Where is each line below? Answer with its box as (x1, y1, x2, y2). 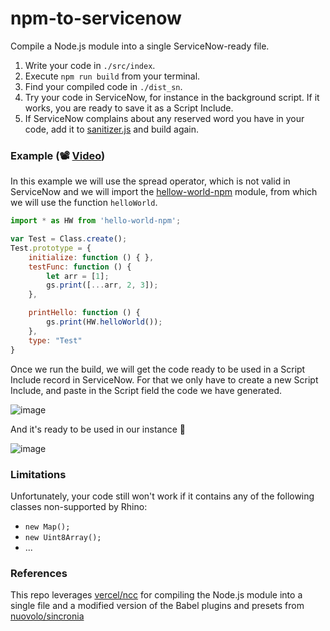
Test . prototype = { (10, 243, 92, 253)
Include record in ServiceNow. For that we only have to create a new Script (10, 373, 319, 386)
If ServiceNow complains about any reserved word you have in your (24, 112, 305, 124)
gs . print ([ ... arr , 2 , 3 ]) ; (46, 280, 159, 291)
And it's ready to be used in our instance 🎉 (10, 423, 186, 435)
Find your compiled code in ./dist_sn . (24, 80, 183, 92)
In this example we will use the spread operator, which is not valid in (10, 175, 291, 187)
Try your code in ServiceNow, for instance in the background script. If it (24, 91, 320, 103)
